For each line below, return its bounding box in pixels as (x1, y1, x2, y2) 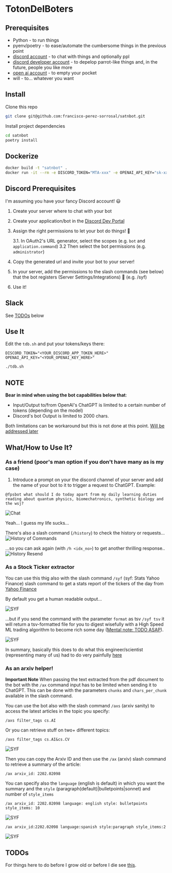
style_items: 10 (5, 806, 40, 811)
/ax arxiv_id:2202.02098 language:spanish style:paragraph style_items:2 (5, 824, 166, 830)
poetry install (5, 137, 38, 143)
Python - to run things (12, 37, 59, 43)
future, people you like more (12, 65, 73, 70)
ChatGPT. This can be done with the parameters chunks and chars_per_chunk (5, 687, 167, 693)
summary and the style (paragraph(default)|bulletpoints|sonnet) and (5, 786, 151, 792)
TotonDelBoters (5, 3, 74, 15)
